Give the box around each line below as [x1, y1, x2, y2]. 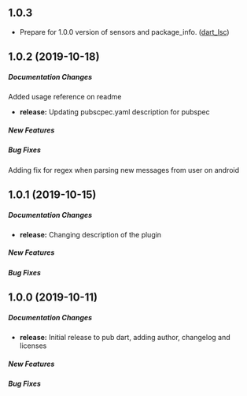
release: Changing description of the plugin [19, 230, 162, 239]
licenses [19, 341, 47, 350]
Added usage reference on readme [8, 92, 122, 102]
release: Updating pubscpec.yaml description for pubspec [19, 107, 210, 117]
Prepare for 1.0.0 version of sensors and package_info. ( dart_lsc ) [19, 27, 230, 36]
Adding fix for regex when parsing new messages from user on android [8, 165, 240, 174]
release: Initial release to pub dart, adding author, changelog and [19, 333, 230, 342]
